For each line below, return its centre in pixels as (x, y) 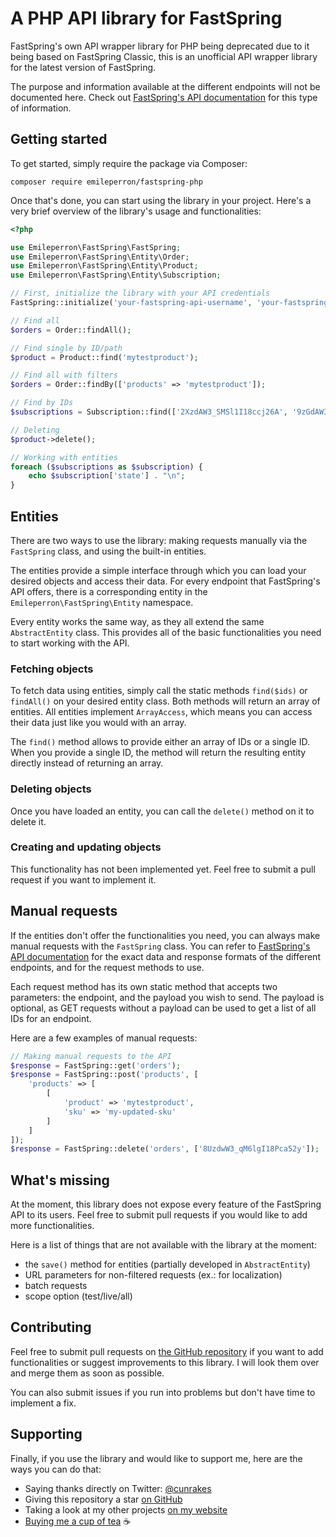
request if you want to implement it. (83, 879)
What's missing (60, 1180)
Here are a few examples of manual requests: (104, 1038)
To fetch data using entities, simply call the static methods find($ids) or (159, 691)
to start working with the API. (70, 643)
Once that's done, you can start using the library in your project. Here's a (161, 200)
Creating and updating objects (86, 847)
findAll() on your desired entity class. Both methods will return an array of (165, 701)
